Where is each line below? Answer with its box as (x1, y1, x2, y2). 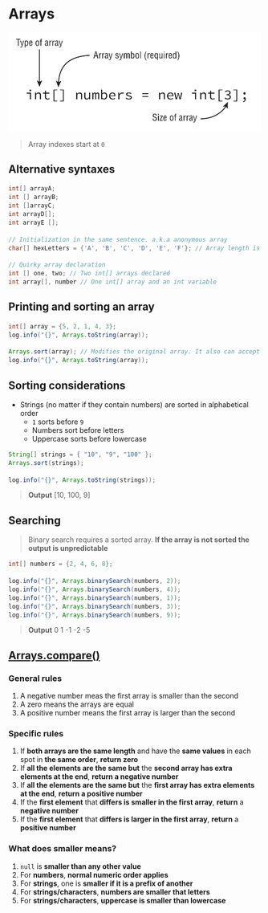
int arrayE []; (8, 218, 59, 226)
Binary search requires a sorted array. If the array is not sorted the (27, 535, 250, 544)
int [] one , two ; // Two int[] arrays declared (8, 270, 171, 278)
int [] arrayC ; (8, 202, 56, 210)
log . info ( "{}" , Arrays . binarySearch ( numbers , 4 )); (8, 585, 181, 593)
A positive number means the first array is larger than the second (19, 708, 236, 718)
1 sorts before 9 (31, 417, 84, 426)
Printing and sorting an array (8, 300, 155, 314)
